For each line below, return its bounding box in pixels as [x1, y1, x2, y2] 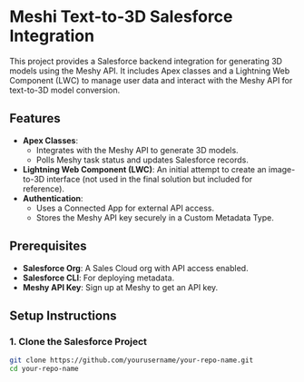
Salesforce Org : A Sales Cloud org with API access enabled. [22, 262, 249, 273]
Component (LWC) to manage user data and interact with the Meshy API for [9, 74, 293, 85]
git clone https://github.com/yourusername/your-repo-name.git [9, 356, 254, 365]
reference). [22, 183, 65, 194]
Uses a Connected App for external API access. [35, 202, 215, 213]
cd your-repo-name [9, 365, 79, 374]
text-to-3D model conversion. [9, 84, 121, 95]
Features [9, 111, 61, 126]
